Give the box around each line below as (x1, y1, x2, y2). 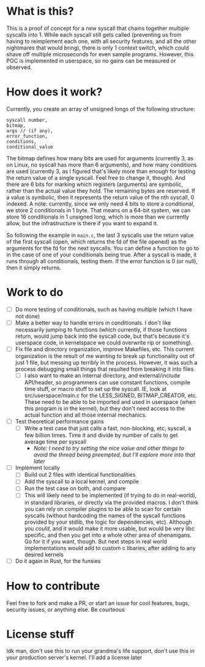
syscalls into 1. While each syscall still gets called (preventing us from (6, 31, 182, 38)
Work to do (6, 286, 64, 299)
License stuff (6, 627, 75, 641)
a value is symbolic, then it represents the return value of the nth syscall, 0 (6, 193, 195, 201)
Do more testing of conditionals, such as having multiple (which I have (15, 305, 193, 313)
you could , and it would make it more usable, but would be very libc (24, 524, 195, 532)
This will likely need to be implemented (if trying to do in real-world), (24, 491, 197, 499)
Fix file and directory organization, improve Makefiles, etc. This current (15, 345, 194, 352)
